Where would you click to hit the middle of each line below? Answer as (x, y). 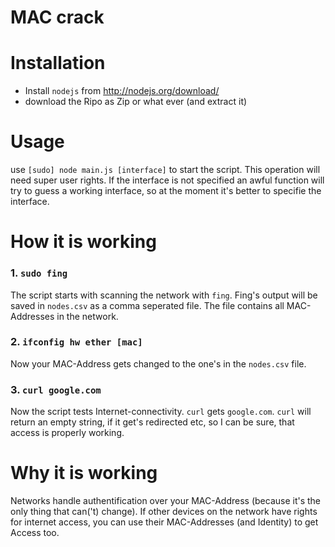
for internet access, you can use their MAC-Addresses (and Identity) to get (164, 522)
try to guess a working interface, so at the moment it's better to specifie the (166, 191)
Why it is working (84, 473)
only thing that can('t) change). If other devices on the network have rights (164, 512)
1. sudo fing (39, 273)
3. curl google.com (56, 389)
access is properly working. (67, 433)
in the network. (87, 316)
